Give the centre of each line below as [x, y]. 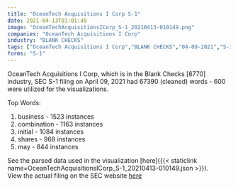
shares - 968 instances [51, 139]
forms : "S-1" [27, 54]
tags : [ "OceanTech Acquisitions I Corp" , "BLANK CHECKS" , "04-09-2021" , [114, 47]
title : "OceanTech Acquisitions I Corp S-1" [74, 14]
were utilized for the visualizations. [58, 89]
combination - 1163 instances [60, 124]
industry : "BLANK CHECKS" [45, 41]
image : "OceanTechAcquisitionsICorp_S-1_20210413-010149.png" [101, 27]
